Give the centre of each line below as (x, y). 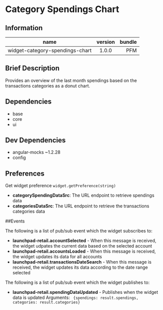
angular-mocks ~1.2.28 (36, 152)
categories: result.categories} (46, 302)
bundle (128, 42)
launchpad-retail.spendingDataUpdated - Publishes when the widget (85, 292)
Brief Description (32, 68)
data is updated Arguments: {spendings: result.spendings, (75, 297)
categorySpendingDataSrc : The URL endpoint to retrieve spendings (83, 195)
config (19, 158)
